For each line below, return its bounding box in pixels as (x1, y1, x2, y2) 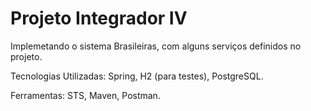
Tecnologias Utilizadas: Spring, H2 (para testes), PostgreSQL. (10, 70, 264, 82)
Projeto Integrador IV (10, 7, 188, 30)
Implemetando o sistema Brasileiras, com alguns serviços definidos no (10, 40, 302, 52)
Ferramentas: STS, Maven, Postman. (10, 89, 161, 101)
